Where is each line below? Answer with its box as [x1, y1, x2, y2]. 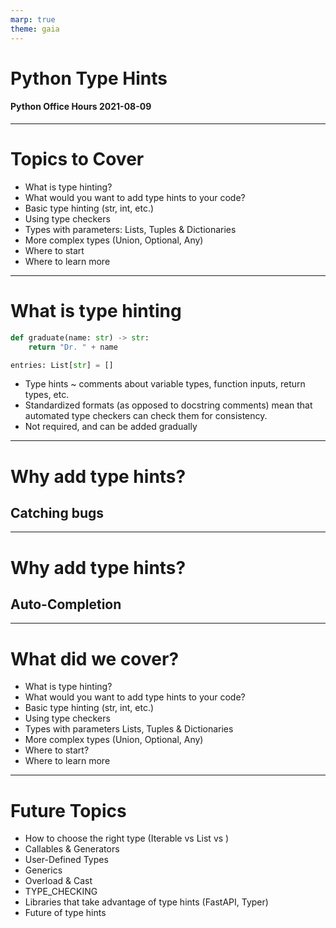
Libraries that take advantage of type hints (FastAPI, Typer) [24, 896, 269, 908]
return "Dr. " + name [28, 342, 118, 352]
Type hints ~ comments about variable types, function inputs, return [24, 378, 306, 390]
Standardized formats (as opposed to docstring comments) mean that [24, 399, 313, 411]
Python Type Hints [10, 67, 168, 90]
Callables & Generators [24, 843, 120, 855]
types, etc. [24, 389, 70, 401]
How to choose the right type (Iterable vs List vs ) [24, 832, 230, 845]
